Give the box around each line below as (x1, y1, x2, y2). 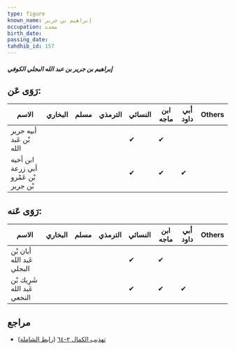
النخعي (10, 293, 31, 302)
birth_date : (7, 29, 42, 37)
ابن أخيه (10, 155, 35, 164)
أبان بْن (10, 246, 31, 256)
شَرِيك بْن (10, 275, 38, 285)
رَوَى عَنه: (7, 204, 42, 217)
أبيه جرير (10, 126, 37, 136)
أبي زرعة (10, 164, 38, 174)
